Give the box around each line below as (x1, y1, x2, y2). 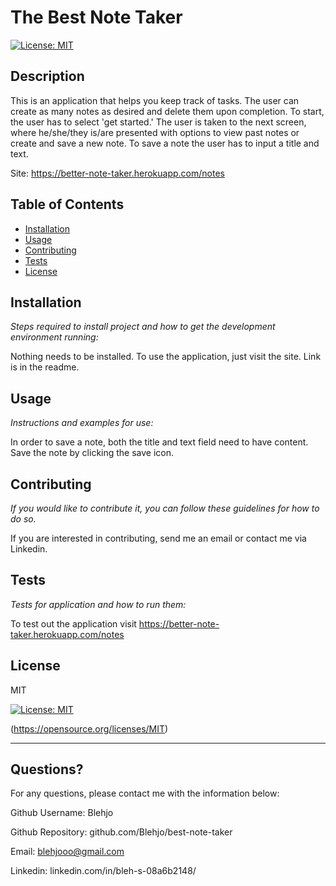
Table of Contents (10, 196, 125, 213)
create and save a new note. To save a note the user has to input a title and (10, 137, 320, 149)
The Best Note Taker (10, 6, 183, 29)
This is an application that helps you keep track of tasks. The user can (10, 94, 300, 106)
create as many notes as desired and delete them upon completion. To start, (10, 105, 325, 117)
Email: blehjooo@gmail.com (10, 846, 125, 858)
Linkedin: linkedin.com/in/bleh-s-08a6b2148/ (10, 865, 197, 877)
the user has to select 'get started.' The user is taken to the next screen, (10, 116, 307, 128)
